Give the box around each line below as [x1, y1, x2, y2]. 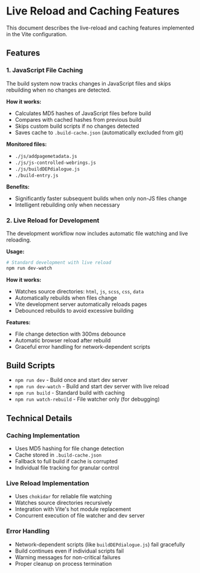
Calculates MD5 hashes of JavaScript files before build [14, 110, 151, 117]
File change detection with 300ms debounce [14, 330, 126, 337]
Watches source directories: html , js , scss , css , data [14, 287, 144, 295]
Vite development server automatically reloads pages [14, 300, 147, 308]
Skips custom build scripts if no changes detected [14, 122, 139, 130]
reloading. [6, 236, 31, 243]
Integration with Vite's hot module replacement [14, 506, 131, 513]
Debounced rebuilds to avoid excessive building [14, 307, 134, 314]
